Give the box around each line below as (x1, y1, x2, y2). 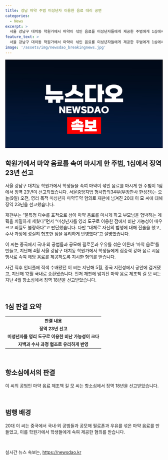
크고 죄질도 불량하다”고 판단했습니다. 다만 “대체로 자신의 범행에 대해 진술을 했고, (5, 225, 161, 231)
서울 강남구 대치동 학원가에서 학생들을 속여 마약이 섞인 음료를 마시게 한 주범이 (5, 183, 156, 189)
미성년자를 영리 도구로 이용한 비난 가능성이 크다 (7, 334, 99, 340)
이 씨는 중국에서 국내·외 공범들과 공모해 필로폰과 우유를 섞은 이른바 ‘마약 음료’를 (5, 241, 159, 247)
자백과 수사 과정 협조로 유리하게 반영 (18, 341, 88, 347)
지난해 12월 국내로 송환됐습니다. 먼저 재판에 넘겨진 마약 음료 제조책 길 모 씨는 (11, 271, 161, 277)
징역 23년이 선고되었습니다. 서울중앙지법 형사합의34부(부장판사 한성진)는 (14, 189, 157, 195)
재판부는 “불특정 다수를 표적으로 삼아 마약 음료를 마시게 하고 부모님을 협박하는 (5, 212, 156, 218)
